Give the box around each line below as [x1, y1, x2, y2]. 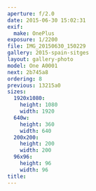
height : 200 [20, 141, 55, 148]
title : [7, 173, 27, 180]
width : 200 [20, 147, 52, 154]
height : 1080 [20, 101, 58, 108]
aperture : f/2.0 [7, 10, 55, 17]
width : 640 [20, 127, 52, 134]
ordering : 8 [7, 75, 42, 83]
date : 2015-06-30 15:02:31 [7, 17, 86, 24]
